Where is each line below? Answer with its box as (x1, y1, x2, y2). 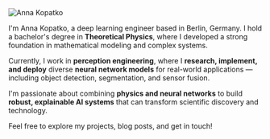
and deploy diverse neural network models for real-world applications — (8, 64, 253, 74)
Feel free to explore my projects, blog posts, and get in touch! (8, 121, 213, 131)
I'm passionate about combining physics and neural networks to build (8, 88, 243, 98)
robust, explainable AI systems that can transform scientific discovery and (8, 97, 260, 107)
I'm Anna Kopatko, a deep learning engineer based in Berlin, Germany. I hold (8, 23, 263, 33)
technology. (8, 106, 48, 115)
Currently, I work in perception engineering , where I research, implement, (8, 56, 258, 65)
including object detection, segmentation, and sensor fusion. (8, 73, 210, 83)
